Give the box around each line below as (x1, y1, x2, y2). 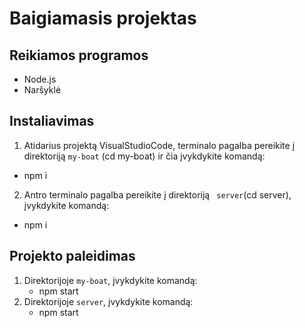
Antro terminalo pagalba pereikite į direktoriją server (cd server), (23, 188, 292, 201)
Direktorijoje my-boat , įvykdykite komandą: (23, 274, 198, 286)
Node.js (23, 73, 57, 85)
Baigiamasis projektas (9, 7, 197, 30)
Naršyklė (23, 84, 62, 96)
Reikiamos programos (9, 47, 149, 64)
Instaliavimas (9, 113, 95, 130)
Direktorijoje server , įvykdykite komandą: (23, 295, 194, 307)
